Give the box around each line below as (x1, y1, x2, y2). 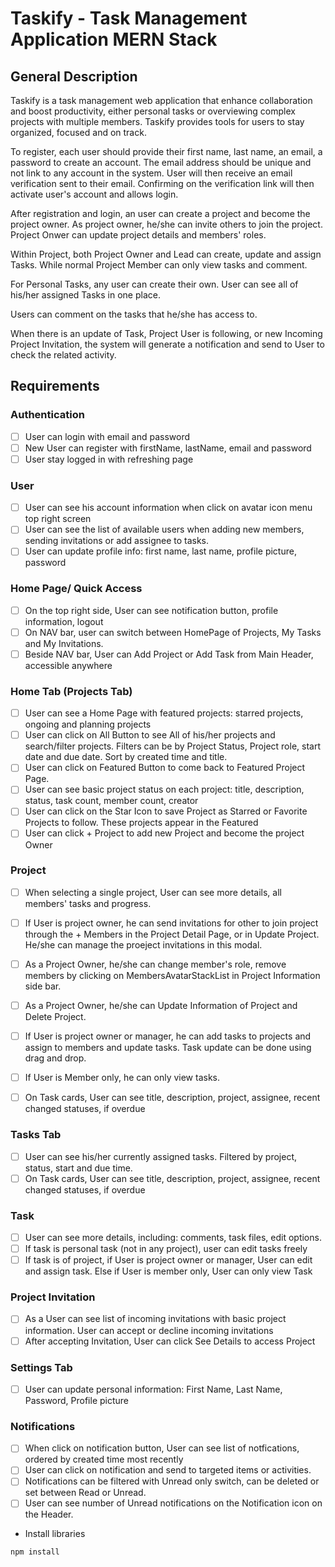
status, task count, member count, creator (24, 795, 199, 807)
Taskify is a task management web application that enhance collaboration (10, 95, 313, 106)
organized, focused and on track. (10, 127, 147, 138)
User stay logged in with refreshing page (24, 453, 194, 465)
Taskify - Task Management (10, 7, 248, 30)
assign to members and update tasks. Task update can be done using (24, 1042, 312, 1054)
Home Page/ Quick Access (10, 582, 143, 596)
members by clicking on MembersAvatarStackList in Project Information (24, 970, 321, 981)
